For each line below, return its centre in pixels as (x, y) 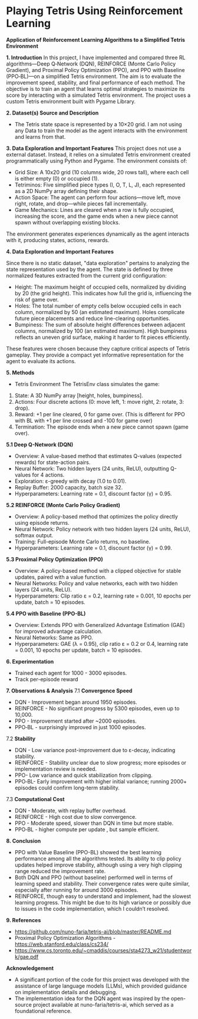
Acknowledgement (30, 968)
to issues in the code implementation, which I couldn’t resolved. (92, 909)
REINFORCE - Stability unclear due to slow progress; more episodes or (100, 762)
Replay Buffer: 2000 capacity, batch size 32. (69, 487)
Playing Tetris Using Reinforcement (95, 11)
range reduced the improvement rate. (60, 871)
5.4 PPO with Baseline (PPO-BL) (46, 613)
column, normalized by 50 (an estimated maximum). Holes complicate (100, 312)
